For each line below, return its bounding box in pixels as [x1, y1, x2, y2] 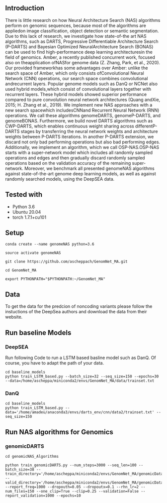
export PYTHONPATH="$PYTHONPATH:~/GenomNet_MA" [5, 276, 106, 282]
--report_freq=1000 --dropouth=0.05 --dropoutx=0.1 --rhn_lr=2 [5, 484, 139, 490]
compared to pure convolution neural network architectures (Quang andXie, [5, 97, 161, 103]
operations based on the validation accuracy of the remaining [5, 160, 131, 166]
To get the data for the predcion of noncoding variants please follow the [5, 303, 153, 309]
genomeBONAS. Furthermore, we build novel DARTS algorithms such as [5, 118, 153, 124]
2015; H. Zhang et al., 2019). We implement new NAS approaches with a [5, 102, 153, 108]
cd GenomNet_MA [5, 268, 37, 273]
